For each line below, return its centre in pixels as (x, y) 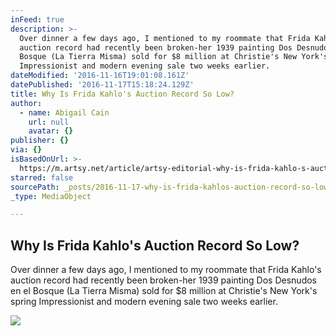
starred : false (42, 177)
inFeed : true (37, 19)
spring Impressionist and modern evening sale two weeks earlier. (144, 302)
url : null (49, 122)
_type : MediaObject (51, 196)
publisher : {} (40, 141)
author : (26, 103)
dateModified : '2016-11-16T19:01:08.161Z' (100, 76)
